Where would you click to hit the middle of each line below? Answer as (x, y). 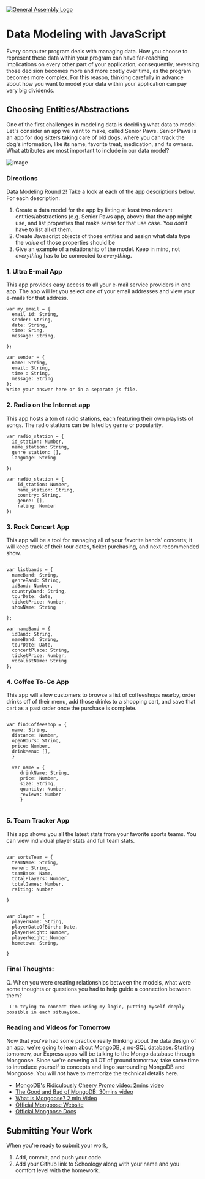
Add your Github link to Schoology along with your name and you (97, 1164)
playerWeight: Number (39, 938)
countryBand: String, (39, 591)
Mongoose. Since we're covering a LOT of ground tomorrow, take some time (103, 1061)
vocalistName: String (39, 661)
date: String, (30, 325)
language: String (34, 458)
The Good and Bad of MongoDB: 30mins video (74, 1092)
